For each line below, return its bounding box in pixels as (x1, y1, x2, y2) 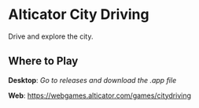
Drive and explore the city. (8, 32, 94, 41)
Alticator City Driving (8, 6, 149, 24)
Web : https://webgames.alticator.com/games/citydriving (8, 91, 191, 100)
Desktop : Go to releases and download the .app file (8, 75, 177, 84)
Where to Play (8, 54, 79, 68)
